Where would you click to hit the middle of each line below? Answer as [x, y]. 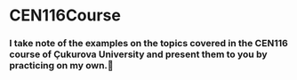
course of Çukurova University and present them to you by [139, 54]
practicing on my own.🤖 [61, 66]
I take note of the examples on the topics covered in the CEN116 [149, 44]
